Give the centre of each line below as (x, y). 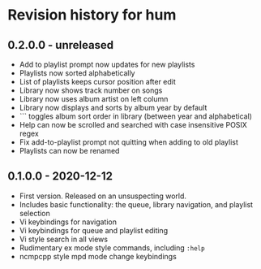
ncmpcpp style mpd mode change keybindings (98, 256)
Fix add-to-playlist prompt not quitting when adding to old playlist (128, 142)
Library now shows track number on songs (91, 90)
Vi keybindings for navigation (68, 222)
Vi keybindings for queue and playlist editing (93, 230)
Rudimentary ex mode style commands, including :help (112, 247)
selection (34, 213)
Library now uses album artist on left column (94, 99)
